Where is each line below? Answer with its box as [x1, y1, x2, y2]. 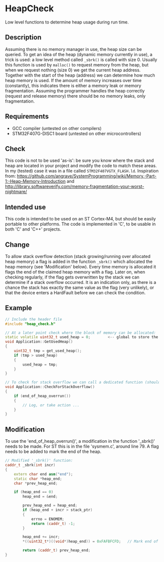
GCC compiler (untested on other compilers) [12, 125, 102, 131]
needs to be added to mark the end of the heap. [5, 449, 102, 454]
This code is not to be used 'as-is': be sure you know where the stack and [5, 157, 154, 164]
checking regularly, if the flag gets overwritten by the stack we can [5, 274, 140, 280]
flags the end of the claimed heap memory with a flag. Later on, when [5, 269, 145, 275]
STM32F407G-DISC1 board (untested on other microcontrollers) [12, 130, 142, 136]
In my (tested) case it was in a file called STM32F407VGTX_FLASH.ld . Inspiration [5, 168, 159, 174]
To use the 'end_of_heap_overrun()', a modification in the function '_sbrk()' [5, 438, 155, 444]
